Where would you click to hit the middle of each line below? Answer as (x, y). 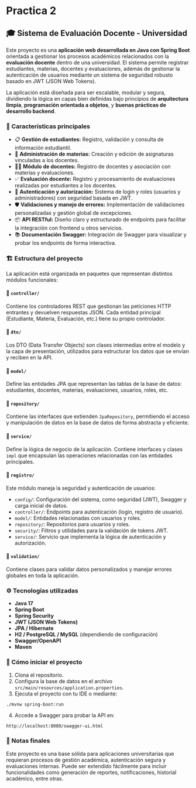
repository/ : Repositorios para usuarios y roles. (72, 524)
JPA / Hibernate (34, 628)
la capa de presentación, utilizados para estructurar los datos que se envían (97, 351)
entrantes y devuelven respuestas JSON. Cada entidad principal (83, 312)
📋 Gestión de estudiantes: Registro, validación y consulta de (89, 139)
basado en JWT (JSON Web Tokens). (51, 81)
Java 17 (24, 604)
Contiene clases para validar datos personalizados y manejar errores (89, 570)
